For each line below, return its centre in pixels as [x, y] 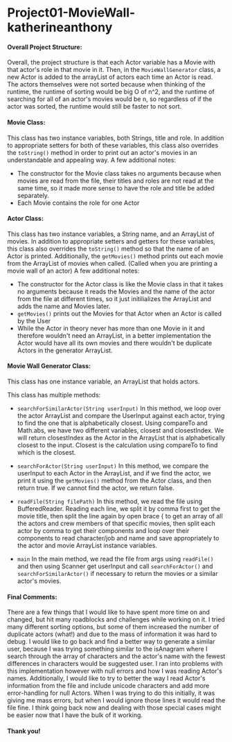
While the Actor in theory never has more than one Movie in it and [111, 328]
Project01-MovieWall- [71, 13]
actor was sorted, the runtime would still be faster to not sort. [95, 107]
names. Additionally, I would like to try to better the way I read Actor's [106, 678]
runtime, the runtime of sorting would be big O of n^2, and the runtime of [111, 92]
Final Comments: [32, 597]
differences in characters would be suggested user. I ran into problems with [115, 664]
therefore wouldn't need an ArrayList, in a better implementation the [114, 335]
